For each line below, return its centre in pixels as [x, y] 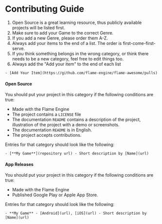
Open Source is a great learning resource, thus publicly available [77, 22]
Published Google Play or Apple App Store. [55, 195]
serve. [18, 48]
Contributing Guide [45, 9]
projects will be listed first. [38, 27]
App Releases [19, 164]
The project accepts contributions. [47, 135]
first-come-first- [139, 43]
